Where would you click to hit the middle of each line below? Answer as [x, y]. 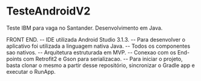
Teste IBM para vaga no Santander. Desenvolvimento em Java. [84, 28]
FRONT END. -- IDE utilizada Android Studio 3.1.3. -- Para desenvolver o [96, 39]
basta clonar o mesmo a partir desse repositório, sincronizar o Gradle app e [100, 65]
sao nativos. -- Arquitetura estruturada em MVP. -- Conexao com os [91, 52]
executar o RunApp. [31, 71]
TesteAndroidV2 [48, 11]
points [14, 59]
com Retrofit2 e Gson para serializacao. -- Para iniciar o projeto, [103, 59]
